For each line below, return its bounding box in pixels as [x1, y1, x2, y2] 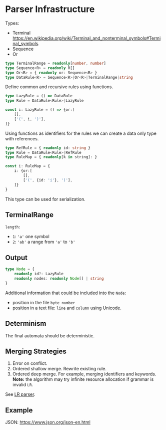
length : [5, 224, 20, 230]
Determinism [5, 319, 46, 328]
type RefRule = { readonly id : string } [5, 145, 91, 150]
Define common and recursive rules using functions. [5, 84, 113, 90]
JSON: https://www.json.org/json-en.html [5, 419, 91, 425]
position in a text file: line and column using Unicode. [12, 305, 121, 311]
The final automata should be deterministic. [5, 332, 95, 339]
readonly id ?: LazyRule [14, 272, 64, 277]
